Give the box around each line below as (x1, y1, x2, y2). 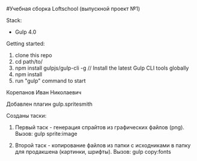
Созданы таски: (6, 112, 47, 119)
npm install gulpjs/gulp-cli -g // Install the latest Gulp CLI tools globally (14, 64, 189, 71)
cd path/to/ (14, 58, 43, 65)
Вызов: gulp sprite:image (14, 130, 77, 137)
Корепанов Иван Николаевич (6, 89, 82, 96)
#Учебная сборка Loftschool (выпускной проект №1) (6, 5, 141, 12)
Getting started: (6, 40, 45, 47)
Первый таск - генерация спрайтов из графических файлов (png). (14, 124, 185, 131)
